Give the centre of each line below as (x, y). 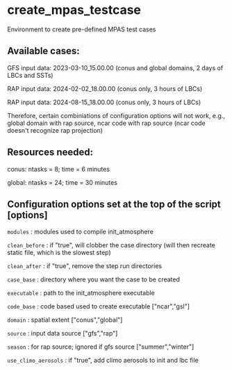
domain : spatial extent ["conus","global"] (65, 320)
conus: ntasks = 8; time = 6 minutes (58, 169)
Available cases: (43, 51)
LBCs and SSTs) (30, 75)
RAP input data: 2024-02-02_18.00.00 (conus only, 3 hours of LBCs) (105, 88)
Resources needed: (50, 152)
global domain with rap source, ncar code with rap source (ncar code (107, 123)
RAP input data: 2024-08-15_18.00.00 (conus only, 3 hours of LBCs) (104, 102)
